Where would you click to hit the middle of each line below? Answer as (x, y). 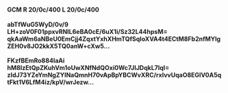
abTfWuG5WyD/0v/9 (38, 24)
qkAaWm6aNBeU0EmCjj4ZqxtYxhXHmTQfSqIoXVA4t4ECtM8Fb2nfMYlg (114, 39)
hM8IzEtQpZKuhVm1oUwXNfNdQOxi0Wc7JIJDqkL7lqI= (88, 68)
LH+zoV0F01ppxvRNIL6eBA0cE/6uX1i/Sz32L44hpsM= (87, 32)
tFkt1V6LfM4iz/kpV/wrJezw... (51, 82)
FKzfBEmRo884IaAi (36, 60)
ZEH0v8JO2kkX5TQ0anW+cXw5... (59, 46)
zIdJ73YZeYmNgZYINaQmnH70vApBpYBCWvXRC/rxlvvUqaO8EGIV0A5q (114, 75)
